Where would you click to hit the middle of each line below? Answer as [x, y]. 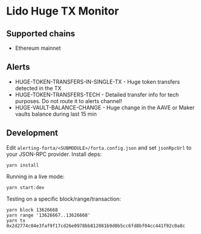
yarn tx [16, 220]
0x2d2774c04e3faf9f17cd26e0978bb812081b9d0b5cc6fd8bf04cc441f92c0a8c [96, 226]
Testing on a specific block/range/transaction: [64, 199]
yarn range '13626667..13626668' [48, 215]
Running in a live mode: [35, 176]
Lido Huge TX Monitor [63, 11]
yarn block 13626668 [32, 210]
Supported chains [41, 34]
